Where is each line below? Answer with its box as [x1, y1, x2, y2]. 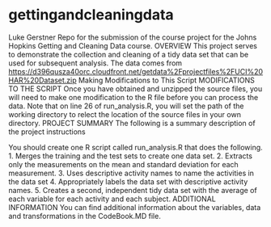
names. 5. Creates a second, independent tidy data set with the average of [8, 185, 257, 195]
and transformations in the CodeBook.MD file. [8, 211, 162, 221]
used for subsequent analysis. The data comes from [8, 58, 183, 68]
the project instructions [8, 127, 87, 137]
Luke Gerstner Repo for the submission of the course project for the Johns [8, 32, 257, 42]
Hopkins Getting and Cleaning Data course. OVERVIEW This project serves [8, 40, 257, 50]
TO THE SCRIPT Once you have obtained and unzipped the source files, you [8, 83, 263, 94]
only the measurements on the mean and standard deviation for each [8, 159, 239, 169]
